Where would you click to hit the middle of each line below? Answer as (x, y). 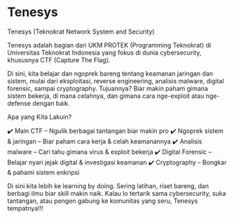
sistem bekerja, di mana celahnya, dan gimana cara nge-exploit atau (106, 96)
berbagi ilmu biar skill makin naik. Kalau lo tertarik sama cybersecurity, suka (117, 193)
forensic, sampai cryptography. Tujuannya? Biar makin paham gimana (108, 88)
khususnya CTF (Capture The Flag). (59, 59)
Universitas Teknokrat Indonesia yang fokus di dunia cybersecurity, (104, 52)
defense (19, 103)
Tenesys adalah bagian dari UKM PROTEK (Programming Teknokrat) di (109, 45)
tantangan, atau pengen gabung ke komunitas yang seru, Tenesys (103, 201)
